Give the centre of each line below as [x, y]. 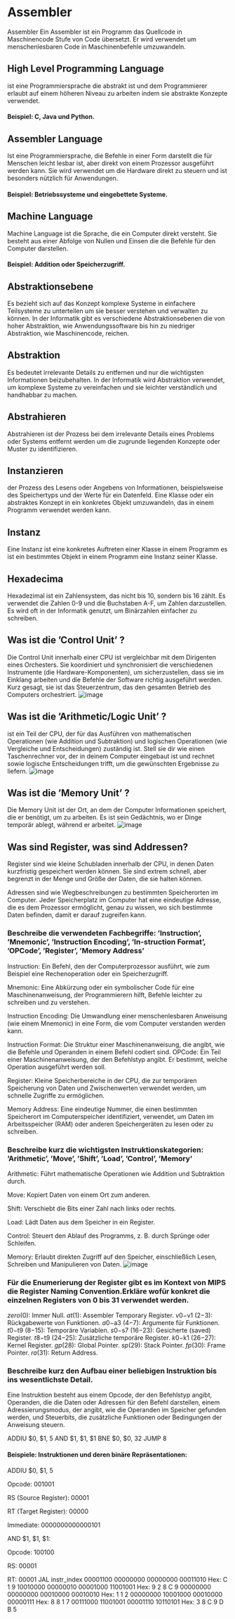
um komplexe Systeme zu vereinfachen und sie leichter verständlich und [112, 387]
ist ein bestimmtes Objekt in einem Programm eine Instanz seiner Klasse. [113, 557]
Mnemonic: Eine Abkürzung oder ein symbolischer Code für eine [101, 987]
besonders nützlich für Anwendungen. [63, 178]
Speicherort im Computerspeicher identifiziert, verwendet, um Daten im [110, 1116]
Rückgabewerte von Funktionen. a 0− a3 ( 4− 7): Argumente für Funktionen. [114, 1323]
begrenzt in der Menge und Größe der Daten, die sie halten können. [105, 879]
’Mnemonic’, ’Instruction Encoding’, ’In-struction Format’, [106, 942]
